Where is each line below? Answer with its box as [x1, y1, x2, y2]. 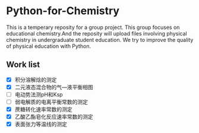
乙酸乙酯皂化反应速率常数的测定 [14, 113, 93, 121]
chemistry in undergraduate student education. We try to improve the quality [6, 36, 194, 43]
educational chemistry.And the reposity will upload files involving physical [6, 30, 187, 37]
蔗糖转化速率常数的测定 [14, 106, 72, 113]
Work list [6, 60, 40, 70]
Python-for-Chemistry [6, 4, 120, 18]
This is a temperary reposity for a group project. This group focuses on [6, 24, 180, 31]
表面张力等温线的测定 [14, 121, 67, 128]
